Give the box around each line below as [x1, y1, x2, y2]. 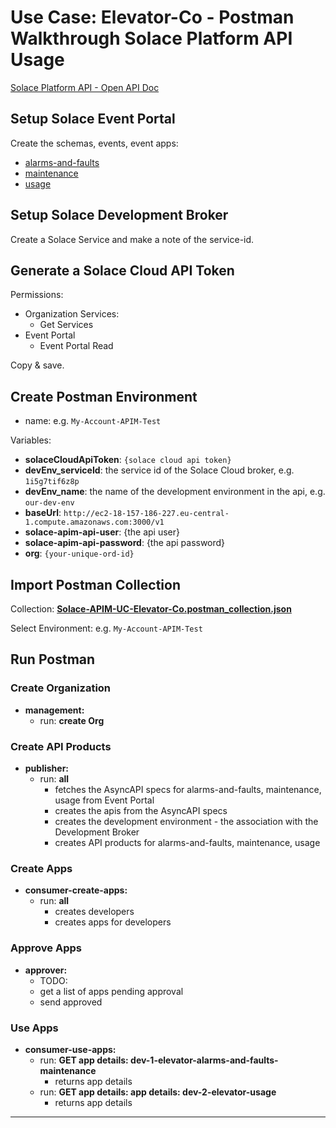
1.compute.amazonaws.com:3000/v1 [24, 517, 165, 528]
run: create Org [39, 714, 105, 726]
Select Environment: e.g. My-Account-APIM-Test [10, 622, 203, 634]
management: [24, 704, 85, 716]
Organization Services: [24, 308, 120, 320]
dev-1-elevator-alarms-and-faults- [130, 1054, 279, 1066]
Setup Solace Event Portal [10, 111, 176, 128]
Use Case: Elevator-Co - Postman [10, 6, 295, 29]
